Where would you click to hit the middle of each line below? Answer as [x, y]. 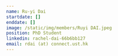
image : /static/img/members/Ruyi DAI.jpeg [59, 28]
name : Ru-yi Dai [26, 11]
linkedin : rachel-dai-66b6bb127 [46, 38]
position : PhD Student [34, 33]
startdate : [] [24, 17]
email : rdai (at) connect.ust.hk [47, 44]
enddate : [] [21, 22]
